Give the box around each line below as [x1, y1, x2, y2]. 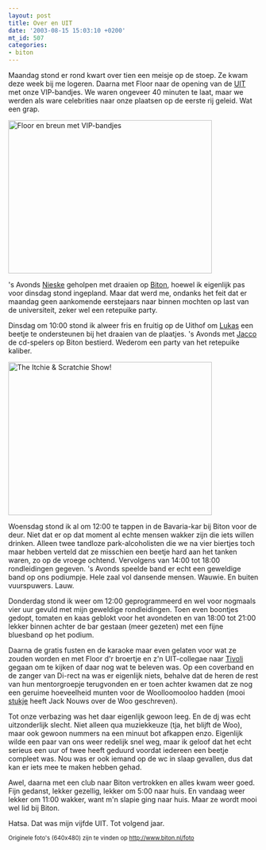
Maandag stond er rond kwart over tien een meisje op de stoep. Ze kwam [8, 71, 249, 80]
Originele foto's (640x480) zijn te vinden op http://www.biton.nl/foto [8, 834, 195, 842]
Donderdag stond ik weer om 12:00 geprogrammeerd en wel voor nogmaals [8, 596, 256, 606]
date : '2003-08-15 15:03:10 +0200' [8, 26, 126, 34]
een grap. [8, 104, 40, 114]
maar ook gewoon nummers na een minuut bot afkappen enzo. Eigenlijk [8, 729, 244, 738]
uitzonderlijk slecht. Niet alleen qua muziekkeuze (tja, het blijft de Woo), [8, 720, 243, 729]
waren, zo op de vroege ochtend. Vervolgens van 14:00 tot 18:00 [8, 556, 221, 565]
